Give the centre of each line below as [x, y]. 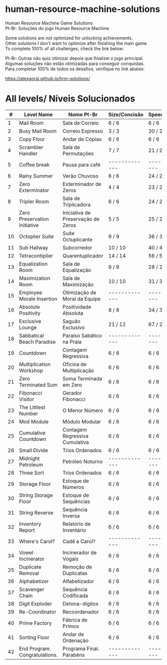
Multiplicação [78, 370]
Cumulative [32, 433]
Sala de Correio [81, 123]
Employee [31, 292]
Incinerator [32, 559]
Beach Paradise [38, 342]
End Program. [35, 649]
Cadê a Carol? [79, 541]
